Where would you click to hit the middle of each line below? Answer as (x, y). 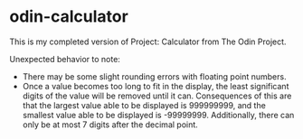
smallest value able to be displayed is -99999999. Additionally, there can (158, 115)
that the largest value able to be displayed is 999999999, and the (144, 105)
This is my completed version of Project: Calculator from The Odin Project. (148, 42)
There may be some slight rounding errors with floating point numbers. (154, 76)
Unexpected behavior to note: (65, 59)
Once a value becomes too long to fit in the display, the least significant (156, 86)
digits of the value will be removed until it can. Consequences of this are (157, 96)
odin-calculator (69, 17)
